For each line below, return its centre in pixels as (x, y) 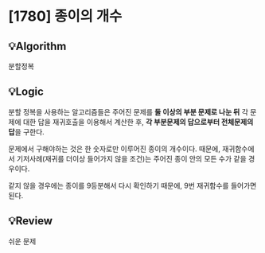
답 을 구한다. (27, 131)
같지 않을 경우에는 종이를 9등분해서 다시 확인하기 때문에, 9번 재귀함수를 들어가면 (132, 185)
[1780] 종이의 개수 (65, 16)
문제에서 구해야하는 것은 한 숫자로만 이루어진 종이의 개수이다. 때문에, (114, 149)
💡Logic (26, 92)
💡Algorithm (37, 46)
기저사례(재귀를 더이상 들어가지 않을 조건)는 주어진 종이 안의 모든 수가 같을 (131, 158)
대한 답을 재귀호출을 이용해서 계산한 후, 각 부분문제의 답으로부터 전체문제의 (138, 122)
